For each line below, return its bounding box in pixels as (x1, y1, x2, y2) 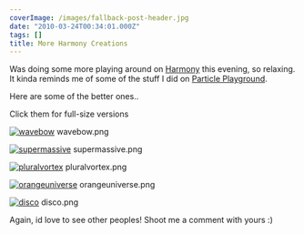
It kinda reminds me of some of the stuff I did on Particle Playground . (9, 74, 269, 85)
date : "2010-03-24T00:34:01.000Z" (9, 22, 141, 31)
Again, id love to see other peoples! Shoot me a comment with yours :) (9, 215, 273, 226)
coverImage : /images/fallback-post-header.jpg (9, 13, 189, 23)
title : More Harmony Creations (9, 38, 128, 48)
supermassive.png (72, 144, 143, 155)
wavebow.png (56, 127, 109, 137)
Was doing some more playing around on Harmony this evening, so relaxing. (9, 64, 296, 75)
